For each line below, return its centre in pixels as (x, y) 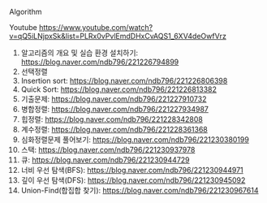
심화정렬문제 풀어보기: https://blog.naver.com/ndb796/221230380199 (135, 140)
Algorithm (26, 12)
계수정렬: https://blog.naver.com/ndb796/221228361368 (114, 130)
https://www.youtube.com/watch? (96, 27)
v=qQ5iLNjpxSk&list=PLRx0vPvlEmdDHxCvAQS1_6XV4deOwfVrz (118, 36)
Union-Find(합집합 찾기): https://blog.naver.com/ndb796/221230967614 (140, 190)
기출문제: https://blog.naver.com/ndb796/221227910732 (114, 99)
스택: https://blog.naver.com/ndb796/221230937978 (108, 150)
